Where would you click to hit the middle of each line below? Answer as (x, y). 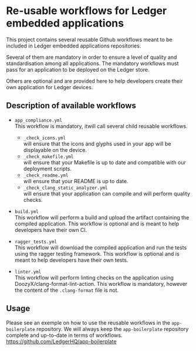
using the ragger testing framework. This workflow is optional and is (97, 254)
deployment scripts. (48, 168)
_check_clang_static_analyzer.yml (65, 188)
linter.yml (28, 272)
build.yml (27, 212)
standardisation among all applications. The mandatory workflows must (92, 63)
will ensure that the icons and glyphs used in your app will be (97, 144)
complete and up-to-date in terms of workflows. (64, 335)
